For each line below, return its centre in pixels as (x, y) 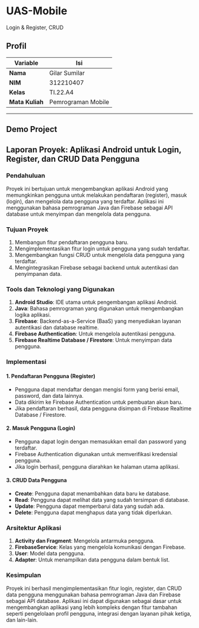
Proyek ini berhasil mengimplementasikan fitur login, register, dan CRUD (94, 588)
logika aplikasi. (33, 315)
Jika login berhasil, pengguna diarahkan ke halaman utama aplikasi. (97, 467)
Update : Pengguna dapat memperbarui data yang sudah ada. (89, 506)
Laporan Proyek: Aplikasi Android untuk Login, (94, 150)
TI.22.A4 (62, 92)
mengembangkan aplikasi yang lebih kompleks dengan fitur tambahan (92, 607)
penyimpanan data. (38, 274)
